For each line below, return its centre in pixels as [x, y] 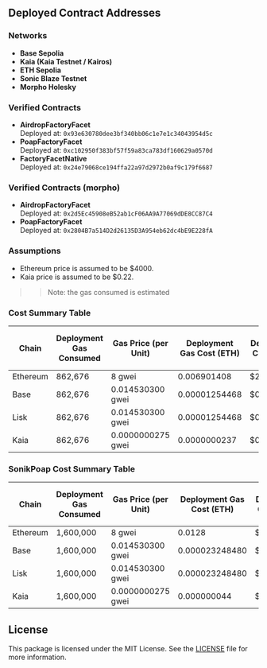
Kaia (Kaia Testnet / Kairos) [66, 61]
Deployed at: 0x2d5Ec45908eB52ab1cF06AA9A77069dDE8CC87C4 [116, 213]
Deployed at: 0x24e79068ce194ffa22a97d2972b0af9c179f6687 [116, 167]
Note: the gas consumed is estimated [108, 292]
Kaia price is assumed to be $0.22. [77, 277]
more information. [37, 657]
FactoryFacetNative [53, 158]
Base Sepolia [42, 53]
